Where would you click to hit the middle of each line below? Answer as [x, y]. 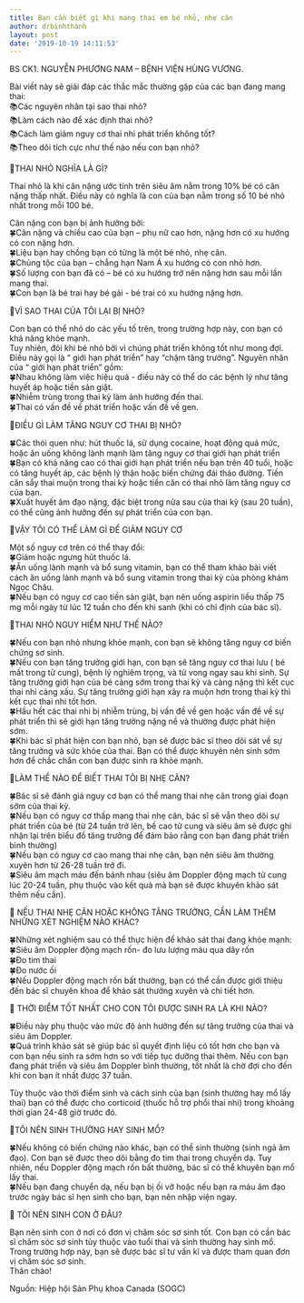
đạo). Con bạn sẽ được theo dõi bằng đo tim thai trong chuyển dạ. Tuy [141, 1158]
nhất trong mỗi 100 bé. [51, 205]
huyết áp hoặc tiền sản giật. [61, 387]
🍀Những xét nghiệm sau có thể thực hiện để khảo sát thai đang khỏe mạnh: [151, 940]
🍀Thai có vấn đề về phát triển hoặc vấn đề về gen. [104, 407]
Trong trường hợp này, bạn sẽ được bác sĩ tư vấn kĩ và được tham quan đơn [150, 1252]
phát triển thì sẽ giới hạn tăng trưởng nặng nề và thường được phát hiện [142, 722]
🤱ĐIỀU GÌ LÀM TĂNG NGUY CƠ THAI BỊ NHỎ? [95, 426]
